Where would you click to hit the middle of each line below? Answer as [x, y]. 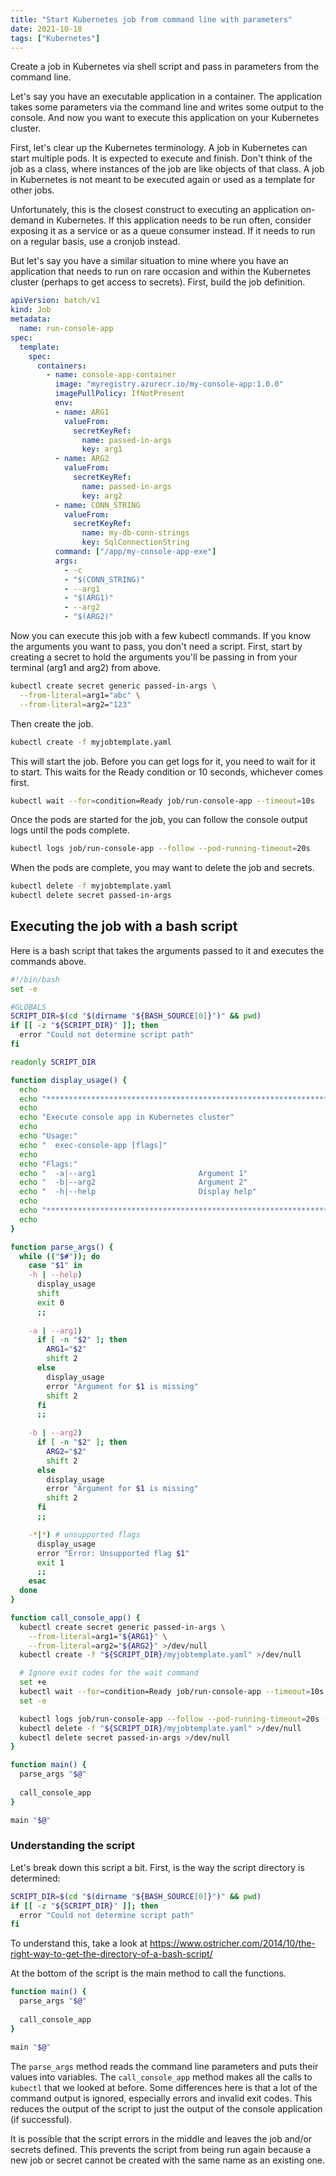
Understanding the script [73, 1846]
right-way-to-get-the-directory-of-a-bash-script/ [111, 1954]
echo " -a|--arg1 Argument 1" [133, 1173]
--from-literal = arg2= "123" [75, 704]
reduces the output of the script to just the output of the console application [166, 2108]
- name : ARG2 [82, 459]
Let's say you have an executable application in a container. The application [166, 97]
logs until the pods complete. [70, 830]
